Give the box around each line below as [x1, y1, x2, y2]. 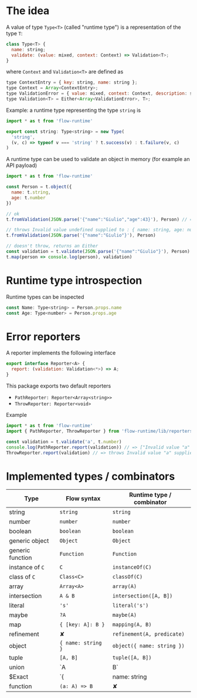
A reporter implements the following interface [6, 349, 116, 356]
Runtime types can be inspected [6, 293, 84, 300]
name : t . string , [11, 189, 51, 195]
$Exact [9, 673, 28, 681]
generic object [9, 537, 49, 545]
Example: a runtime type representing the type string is [6, 106, 141, 113]
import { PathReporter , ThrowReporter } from [6, 428, 119, 434]
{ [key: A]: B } [59, 622, 105, 628]
